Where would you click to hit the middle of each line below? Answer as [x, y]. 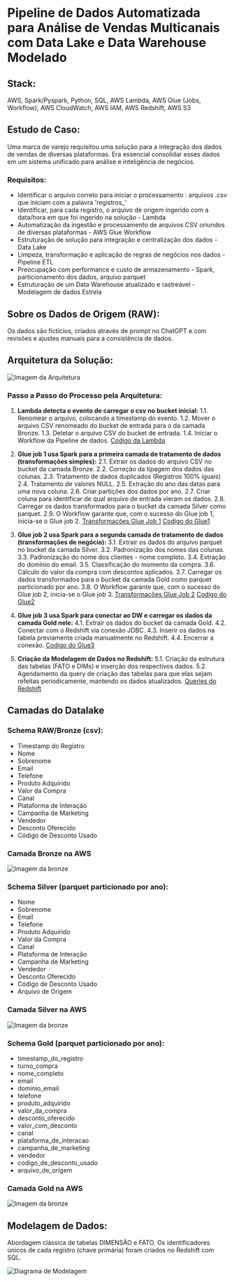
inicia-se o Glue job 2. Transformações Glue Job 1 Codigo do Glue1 [114, 521]
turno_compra [37, 1066]
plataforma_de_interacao [53, 1140]
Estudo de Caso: [44, 130]
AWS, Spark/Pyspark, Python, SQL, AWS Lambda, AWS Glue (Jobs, [104, 100]
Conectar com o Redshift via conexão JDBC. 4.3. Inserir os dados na [116, 630]
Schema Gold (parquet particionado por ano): [86, 1043]
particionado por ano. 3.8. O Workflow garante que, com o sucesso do [119, 587]
